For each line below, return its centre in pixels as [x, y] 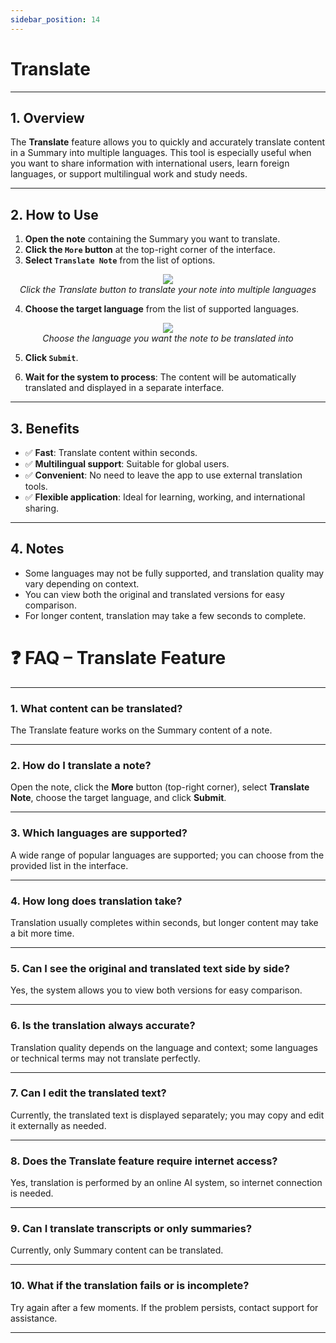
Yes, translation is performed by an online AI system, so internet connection [166, 1183]
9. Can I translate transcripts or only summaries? [131, 1229]
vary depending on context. [82, 583]
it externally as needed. [58, 1125]
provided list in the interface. [69, 865]
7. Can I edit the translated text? [88, 1093]
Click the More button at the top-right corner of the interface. [150, 250]
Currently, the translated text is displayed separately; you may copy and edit [167, 1115]
